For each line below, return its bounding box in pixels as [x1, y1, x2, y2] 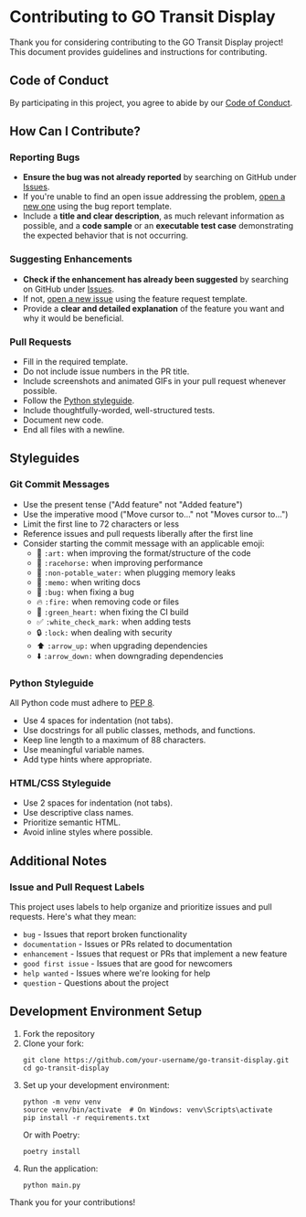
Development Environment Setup [9, 1004, 203, 1020]
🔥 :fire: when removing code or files [36, 596, 180, 607]
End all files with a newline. [22, 424, 125, 435]
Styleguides [9, 451, 80, 466]
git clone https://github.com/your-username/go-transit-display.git [22, 1055, 290, 1064]
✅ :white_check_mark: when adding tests [36, 615, 192, 627]
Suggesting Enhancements [9, 253, 132, 266]
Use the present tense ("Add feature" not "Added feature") [22, 498, 244, 509]
